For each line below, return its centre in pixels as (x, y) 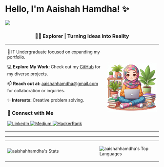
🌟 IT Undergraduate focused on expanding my (53, 52)
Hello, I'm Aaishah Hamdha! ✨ (67, 9)
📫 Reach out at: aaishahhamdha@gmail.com (53, 83)
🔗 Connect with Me (30, 113)
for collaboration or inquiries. (36, 90)
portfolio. (16, 57)
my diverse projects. (28, 74)
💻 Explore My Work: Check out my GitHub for (54, 66)
